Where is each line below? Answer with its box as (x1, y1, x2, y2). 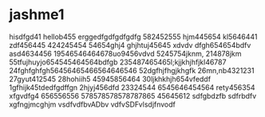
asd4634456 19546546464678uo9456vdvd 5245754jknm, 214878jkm (9, 49, 242, 58)
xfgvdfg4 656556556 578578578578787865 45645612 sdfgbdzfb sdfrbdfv (9, 91, 257, 100)
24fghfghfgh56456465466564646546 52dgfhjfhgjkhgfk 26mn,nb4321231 (9, 65, 255, 75)
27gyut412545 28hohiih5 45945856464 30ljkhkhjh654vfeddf (9, 74, 211, 84)
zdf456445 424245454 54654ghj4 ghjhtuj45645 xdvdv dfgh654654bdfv (9, 40, 251, 49)
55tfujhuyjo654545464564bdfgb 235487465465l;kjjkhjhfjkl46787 (9, 57, 227, 67)
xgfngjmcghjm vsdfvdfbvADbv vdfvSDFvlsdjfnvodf (9, 99, 176, 109)
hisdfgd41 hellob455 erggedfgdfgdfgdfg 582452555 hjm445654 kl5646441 (9, 32, 258, 41)
